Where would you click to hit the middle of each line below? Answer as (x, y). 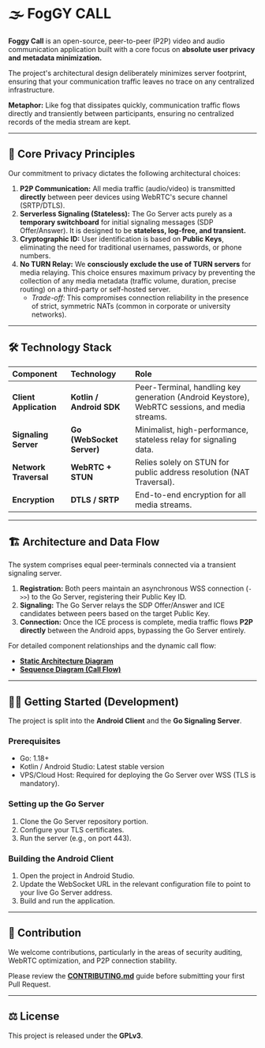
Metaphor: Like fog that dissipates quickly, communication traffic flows (124, 105)
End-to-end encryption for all (190, 494)
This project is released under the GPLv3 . (76, 1035)
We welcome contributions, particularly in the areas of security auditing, (125, 952)
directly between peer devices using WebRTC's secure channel (123, 197)
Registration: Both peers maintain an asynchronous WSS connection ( (134, 588)
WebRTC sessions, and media (190, 407)
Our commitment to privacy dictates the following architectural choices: (124, 173)
